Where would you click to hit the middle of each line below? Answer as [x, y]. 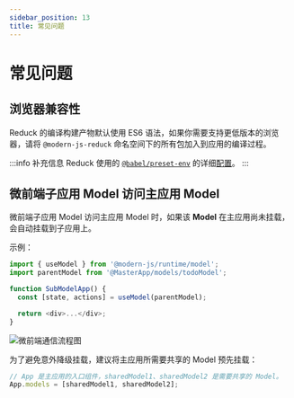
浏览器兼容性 [45, 109]
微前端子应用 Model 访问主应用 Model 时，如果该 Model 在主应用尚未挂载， [150, 217]
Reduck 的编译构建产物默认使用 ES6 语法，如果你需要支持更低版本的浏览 [144, 132]
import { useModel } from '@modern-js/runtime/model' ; [114, 265]
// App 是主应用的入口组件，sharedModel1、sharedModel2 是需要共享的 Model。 [146, 376]
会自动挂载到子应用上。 [53, 228]
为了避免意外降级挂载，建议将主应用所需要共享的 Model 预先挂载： [134, 359]
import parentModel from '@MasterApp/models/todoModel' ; [118, 273]
